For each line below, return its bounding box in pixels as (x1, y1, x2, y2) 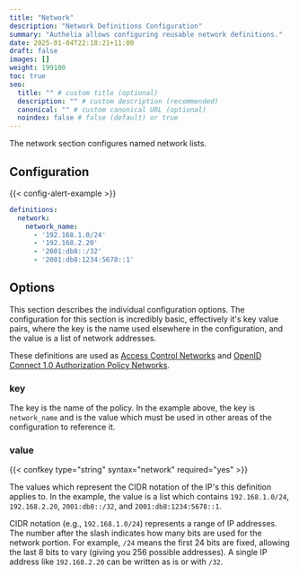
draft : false (9, 47, 58, 56)
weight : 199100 (9, 64, 66, 73)
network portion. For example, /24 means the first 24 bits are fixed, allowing (9, 537, 290, 548)
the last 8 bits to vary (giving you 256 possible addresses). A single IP (9, 547, 268, 558)
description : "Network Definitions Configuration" (9, 22, 203, 31)
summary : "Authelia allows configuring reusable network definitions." (9, 30, 283, 39)
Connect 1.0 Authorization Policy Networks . (9, 359, 171, 370)
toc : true (9, 72, 47, 81)
